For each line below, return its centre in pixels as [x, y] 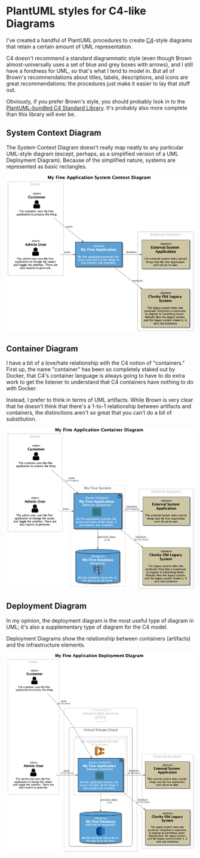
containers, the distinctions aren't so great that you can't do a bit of [89, 413]
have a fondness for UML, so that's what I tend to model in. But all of [90, 71]
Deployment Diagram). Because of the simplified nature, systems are [91, 160]
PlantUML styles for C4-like [76, 11]
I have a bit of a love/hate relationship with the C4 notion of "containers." [96, 363]
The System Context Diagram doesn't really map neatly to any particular [95, 147]
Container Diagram [42, 349]
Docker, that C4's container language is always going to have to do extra [96, 376]
